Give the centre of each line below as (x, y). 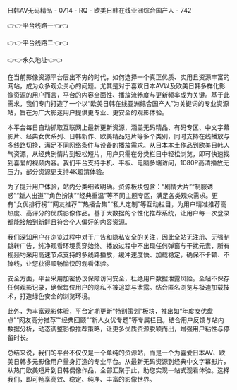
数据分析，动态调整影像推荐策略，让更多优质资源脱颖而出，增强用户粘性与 (115, 329)
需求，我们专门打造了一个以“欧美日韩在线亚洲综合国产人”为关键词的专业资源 (118, 104)
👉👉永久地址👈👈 (35, 60)
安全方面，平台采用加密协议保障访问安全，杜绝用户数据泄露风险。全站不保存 (119, 278)
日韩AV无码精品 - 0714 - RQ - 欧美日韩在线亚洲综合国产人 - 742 (99, 10)
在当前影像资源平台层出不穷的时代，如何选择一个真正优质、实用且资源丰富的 (119, 77)
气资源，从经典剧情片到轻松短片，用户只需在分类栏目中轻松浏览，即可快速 (115, 154)
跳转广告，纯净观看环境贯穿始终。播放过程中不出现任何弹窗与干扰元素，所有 (119, 246)
